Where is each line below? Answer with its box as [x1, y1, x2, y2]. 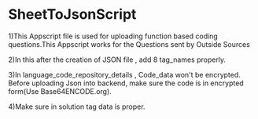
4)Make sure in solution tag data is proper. [8, 102, 146, 111]
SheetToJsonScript [8, 5, 137, 23]
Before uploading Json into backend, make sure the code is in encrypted [8, 78, 244, 88]
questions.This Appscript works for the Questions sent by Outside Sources [8, 39, 250, 49]
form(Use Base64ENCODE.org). [8, 86, 112, 96]
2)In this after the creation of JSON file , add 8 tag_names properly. [8, 55, 227, 64]
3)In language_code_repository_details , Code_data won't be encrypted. [8, 70, 241, 79]
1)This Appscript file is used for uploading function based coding [8, 31, 218, 41]
